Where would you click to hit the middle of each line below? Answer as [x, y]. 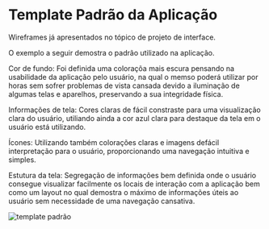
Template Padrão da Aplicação [113, 15]
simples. [22, 160]
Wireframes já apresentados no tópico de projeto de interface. [112, 37]
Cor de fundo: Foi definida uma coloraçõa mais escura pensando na [122, 68]
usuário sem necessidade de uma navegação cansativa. [102, 201]
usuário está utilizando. [47, 127]
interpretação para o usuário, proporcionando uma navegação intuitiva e [129, 151]
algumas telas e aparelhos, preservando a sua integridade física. [116, 94]
